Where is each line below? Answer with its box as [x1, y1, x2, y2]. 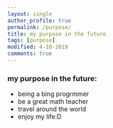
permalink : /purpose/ [7, 23, 72, 31]
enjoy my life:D [17, 112, 62, 121]
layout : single [7, 10, 53, 18]
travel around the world [17, 105, 87, 114]
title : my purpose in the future [7, 30, 107, 38]
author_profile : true [7, 17, 72, 24]
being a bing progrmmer [17, 90, 90, 98]
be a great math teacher [17, 97, 89, 106]
